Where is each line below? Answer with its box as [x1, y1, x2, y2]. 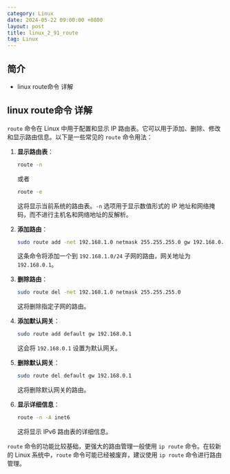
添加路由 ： [17, 225, 48, 233]
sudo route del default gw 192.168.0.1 [17, 373, 132, 380]
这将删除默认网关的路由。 [17, 386, 90, 393]
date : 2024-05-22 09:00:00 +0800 [7, 17, 103, 23]
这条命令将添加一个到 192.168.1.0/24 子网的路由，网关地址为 [17, 252, 191, 260]
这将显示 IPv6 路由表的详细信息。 [17, 427, 112, 435]
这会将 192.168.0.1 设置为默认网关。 [17, 344, 122, 352]
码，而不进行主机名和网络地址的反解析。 [17, 210, 132, 218]
